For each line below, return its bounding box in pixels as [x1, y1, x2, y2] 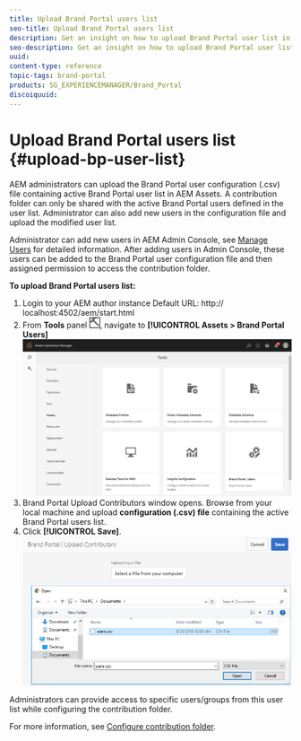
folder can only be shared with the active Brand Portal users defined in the [9, 197, 284, 208]
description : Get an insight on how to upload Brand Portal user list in [9, 33, 291, 42]
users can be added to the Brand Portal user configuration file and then [9, 253, 273, 264]
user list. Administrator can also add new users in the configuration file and [9, 207, 287, 218]
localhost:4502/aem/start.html [21, 307, 135, 318]
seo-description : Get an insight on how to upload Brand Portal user [9, 43, 275, 52]
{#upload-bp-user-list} [9, 149, 186, 170]
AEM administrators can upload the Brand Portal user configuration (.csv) [9, 179, 280, 189]
